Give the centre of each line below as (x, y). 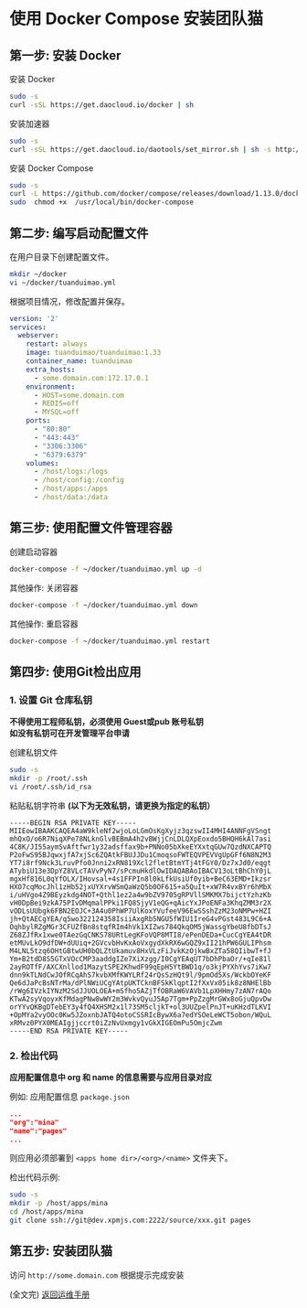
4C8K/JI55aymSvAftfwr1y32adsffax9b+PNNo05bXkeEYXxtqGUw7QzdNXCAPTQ (141, 847)
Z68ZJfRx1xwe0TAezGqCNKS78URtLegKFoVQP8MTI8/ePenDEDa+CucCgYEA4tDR (141, 935)
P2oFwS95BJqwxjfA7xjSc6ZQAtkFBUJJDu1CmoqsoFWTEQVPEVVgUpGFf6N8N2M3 (141, 855)
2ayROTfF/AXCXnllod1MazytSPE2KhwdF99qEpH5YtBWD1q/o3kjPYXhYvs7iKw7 (141, 967)
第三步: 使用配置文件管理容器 (91, 528)
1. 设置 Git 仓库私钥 (51, 700)
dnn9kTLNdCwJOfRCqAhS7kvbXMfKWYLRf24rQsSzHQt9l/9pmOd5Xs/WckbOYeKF (141, 975)
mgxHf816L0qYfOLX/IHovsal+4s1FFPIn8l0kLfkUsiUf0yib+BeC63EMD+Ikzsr (141, 879)
